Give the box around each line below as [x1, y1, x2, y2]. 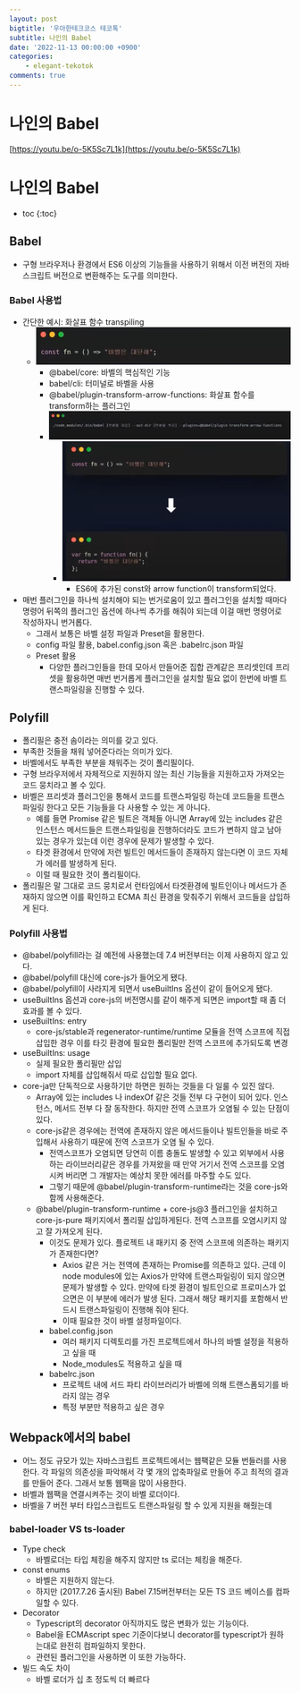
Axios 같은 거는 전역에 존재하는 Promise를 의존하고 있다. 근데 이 [62, 1259, 287, 1270]
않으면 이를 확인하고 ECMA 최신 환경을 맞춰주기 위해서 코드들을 [46, 891, 267, 903]
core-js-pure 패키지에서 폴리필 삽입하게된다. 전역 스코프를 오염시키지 [35, 1214, 279, 1225]
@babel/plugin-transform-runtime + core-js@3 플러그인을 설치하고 [35, 1204, 279, 1214]
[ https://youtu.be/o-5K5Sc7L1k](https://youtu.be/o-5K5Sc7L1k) [9, 143, 241, 154]
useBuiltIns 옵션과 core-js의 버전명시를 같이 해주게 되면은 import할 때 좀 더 [21, 994, 287, 1005]
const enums [21, 1564, 71, 1575]
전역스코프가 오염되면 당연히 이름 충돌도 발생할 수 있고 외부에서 [48, 1147, 269, 1158]
